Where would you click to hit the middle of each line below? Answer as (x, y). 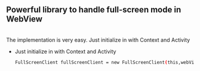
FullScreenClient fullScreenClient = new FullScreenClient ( (91, 62)
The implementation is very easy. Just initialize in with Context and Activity (98, 40)
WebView (24, 19)
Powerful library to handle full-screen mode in (94, 10)
